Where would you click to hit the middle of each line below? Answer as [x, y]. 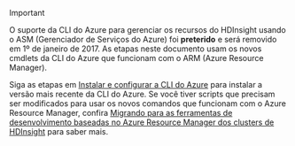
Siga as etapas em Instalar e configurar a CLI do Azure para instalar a [136, 85]
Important [27, 13]
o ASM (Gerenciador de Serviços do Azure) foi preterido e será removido [143, 39]
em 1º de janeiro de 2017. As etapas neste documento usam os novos [136, 49]
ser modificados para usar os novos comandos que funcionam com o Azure [147, 104]
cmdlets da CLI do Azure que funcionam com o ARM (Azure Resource [136, 58]
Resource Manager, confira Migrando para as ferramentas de [121, 113]
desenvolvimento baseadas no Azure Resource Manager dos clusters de [142, 122]
